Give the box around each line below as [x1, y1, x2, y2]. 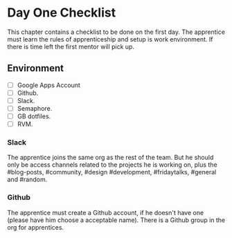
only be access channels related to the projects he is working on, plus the [7, 161, 217, 169]
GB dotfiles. [17, 112, 51, 120]
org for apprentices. [7, 223, 64, 231]
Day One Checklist [7, 5, 116, 21]
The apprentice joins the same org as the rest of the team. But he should [7, 154, 214, 162]
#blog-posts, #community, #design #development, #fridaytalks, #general [7, 168, 217, 176]
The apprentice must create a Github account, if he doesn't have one [7, 208, 204, 217]
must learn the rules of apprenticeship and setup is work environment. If [7, 35, 213, 43]
